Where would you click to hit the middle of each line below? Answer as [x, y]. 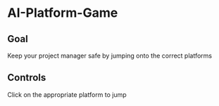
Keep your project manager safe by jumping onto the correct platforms [110, 55]
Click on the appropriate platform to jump [67, 94]
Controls [27, 78]
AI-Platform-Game [63, 13]
